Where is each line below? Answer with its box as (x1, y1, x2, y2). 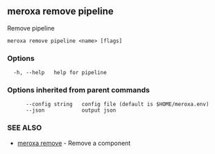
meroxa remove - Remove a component (17, 139, 131, 147)
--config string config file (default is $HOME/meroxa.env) (25, 101, 209, 108)
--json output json (25, 107, 117, 114)
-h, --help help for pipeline (13, 69, 108, 76)
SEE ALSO (7, 123, 42, 132)
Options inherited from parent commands (7, 85, 150, 95)
